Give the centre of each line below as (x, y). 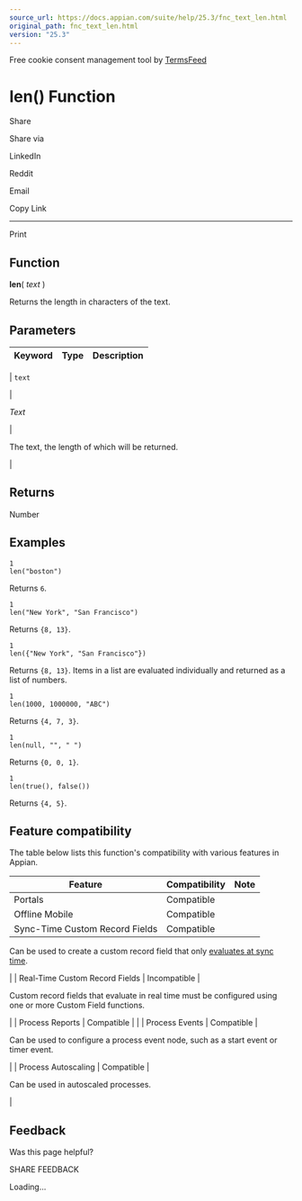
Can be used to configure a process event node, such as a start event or (143, 1040)
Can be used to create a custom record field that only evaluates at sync (142, 952)
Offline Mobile (44, 915)
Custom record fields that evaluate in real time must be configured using (143, 996)
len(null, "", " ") (46, 745)
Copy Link (28, 209)
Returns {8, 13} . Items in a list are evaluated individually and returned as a (147, 670)
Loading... (28, 1187)
